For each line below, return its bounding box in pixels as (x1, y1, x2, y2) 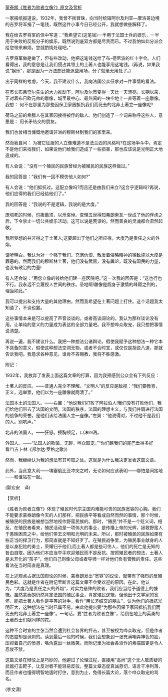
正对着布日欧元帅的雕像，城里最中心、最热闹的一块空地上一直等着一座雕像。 (5, 95, 163, 101)
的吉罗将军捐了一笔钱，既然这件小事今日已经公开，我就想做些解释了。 (5, 22, 150, 27)
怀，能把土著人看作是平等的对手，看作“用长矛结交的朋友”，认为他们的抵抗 (5, 598, 158, 604)
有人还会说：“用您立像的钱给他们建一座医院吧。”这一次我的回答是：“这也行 (5, 275, 158, 281)
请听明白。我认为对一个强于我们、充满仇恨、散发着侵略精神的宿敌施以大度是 (5, 252, 163, 258)
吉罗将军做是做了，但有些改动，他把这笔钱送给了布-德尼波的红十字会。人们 (5, 55, 161, 61)
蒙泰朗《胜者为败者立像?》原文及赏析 (5, 5, 82, 10)
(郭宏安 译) (5, 484, 31, 490)
